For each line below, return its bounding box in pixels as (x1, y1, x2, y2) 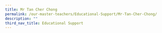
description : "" (5, 16, 38, 21)
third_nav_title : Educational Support (5, 20, 83, 26)
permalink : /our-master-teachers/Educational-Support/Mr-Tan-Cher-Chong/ (5, 12, 158, 16)
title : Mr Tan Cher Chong (5, 7, 57, 12)
